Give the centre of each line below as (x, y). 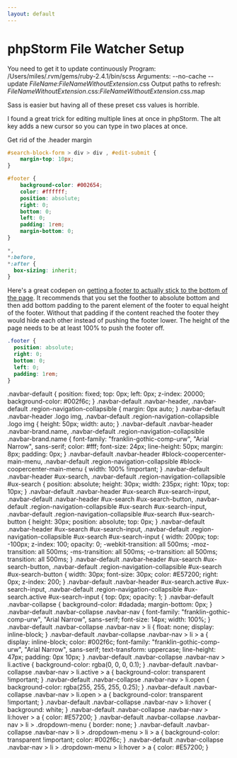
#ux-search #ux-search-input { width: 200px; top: (146, 537)
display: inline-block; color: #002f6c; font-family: (79, 642)
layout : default (31, 14)
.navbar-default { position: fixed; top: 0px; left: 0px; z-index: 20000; (106, 394)
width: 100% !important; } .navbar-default (149, 469)
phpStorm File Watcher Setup (96, 48)
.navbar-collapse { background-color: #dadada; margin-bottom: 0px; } (110, 604)
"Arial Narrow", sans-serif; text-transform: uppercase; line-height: (120, 650)
